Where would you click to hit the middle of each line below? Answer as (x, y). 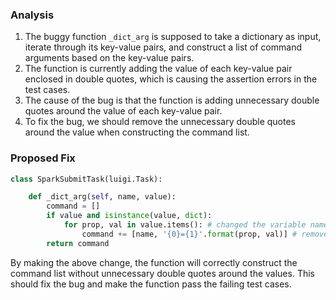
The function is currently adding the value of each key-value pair (158, 69)
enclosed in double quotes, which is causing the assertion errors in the (171, 79)
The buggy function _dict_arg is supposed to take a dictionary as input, (173, 37)
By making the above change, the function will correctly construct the (154, 262)
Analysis (32, 15)
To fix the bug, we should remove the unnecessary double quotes (160, 122)
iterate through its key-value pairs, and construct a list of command (163, 47)
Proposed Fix (43, 158)
